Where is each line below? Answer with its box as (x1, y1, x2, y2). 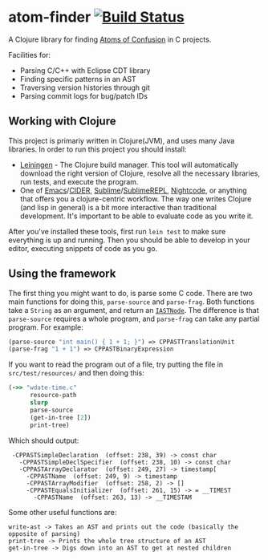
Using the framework (8, 267, 116, 281)
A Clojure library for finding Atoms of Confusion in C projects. (8, 34, 212, 44)
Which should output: (8, 436, 79, 445)
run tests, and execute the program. (19, 177, 139, 186)
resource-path (29, 392, 78, 400)
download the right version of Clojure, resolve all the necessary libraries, (19, 168, 261, 178)
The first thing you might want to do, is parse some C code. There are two (8, 288, 253, 298)
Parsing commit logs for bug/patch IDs (19, 91, 148, 100)
